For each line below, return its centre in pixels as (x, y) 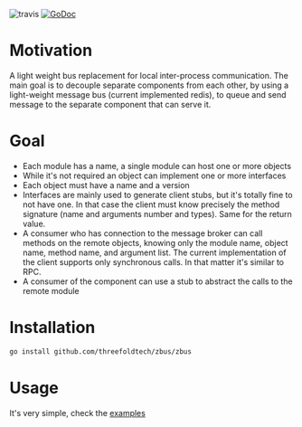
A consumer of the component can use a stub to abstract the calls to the (157, 281)
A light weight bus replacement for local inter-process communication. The (149, 75)
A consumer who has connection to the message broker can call (142, 233)
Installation (52, 328)
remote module (51, 290)
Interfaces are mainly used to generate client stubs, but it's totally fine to (157, 195)
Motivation (51, 51)
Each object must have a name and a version (106, 185)
